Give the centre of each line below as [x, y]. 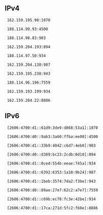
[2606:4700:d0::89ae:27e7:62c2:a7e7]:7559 [53, 190]
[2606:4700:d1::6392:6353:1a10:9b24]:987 [51, 172]
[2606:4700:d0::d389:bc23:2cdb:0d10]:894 [51, 154]
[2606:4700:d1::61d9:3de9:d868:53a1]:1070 [53, 128]
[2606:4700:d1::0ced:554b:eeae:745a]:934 [51, 163]
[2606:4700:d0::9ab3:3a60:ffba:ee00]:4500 [53, 137]
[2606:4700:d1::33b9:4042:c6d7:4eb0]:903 [51, 145]
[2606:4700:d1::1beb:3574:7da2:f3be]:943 [51, 181]
